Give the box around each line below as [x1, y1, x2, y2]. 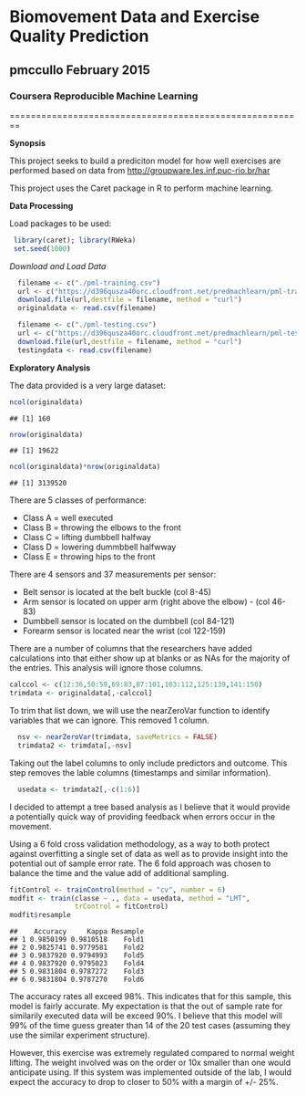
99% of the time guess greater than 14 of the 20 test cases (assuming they [9, 1020, 291, 1031]
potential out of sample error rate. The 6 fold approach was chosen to [9, 858, 271, 869]
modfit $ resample [9, 911, 71, 920]
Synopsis [9, 137, 46, 148]
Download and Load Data [9, 260, 107, 271]
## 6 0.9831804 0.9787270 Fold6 [9, 975, 145, 985]
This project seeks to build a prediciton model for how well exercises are [9, 155, 281, 166]
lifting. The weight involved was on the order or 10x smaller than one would [9, 1057, 291, 1069]
